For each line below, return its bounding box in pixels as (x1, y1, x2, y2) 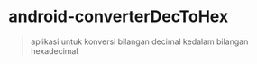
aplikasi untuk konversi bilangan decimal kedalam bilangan (30, 36, 249, 47)
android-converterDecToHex (8, 6, 229, 27)
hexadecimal (30, 45, 78, 56)
